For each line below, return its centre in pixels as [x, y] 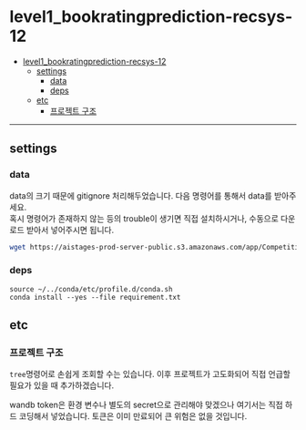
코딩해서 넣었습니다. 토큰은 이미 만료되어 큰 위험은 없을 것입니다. [133, 416]
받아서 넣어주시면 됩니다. [70, 230]
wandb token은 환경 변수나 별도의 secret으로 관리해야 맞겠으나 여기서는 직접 [147, 405]
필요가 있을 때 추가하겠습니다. [62, 385]
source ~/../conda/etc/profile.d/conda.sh [91, 289]
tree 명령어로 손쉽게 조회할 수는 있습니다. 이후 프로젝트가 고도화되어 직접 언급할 [150, 374]
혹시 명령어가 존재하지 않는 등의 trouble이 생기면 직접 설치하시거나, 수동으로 [144, 218]
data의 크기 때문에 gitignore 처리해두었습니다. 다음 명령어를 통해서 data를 [141, 195]
